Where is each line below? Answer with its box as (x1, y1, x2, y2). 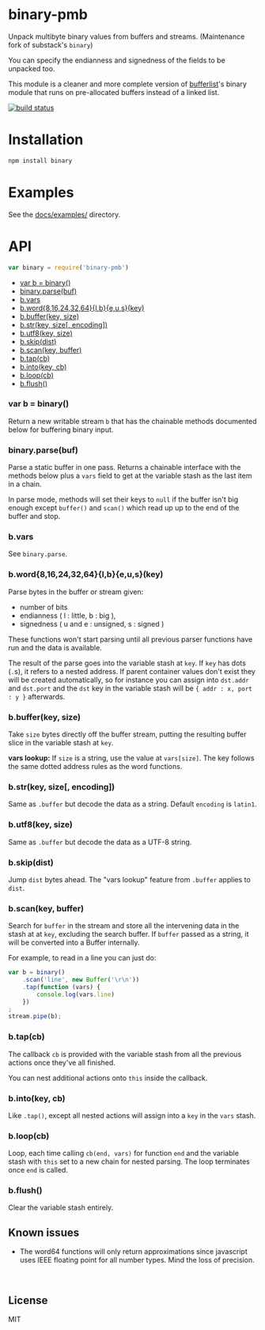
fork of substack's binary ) (8, 40, 93, 49)
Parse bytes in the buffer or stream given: (8, 587, 144, 597)
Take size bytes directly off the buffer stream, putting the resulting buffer (8, 729, 247, 739)
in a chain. (8, 479, 42, 489)
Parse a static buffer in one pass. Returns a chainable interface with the (8, 463, 241, 472)
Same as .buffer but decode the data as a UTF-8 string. (8, 837, 192, 847)
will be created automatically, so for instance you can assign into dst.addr (8, 675, 249, 684)
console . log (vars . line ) (36, 991, 115, 998)
